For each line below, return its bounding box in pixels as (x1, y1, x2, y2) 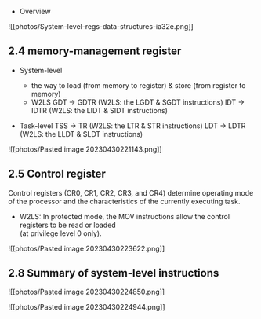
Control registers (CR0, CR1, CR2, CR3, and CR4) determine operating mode (8, 188, 254, 197)
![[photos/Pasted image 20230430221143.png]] (8, 145, 162, 154)
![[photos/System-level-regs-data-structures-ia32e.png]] (8, 22, 194, 31)
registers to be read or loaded (19, 220, 116, 229)
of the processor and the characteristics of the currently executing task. (8, 196, 241, 206)
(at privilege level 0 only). (19, 228, 102, 238)
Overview (19, 7, 51, 16)
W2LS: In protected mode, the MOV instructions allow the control (19, 211, 230, 221)
